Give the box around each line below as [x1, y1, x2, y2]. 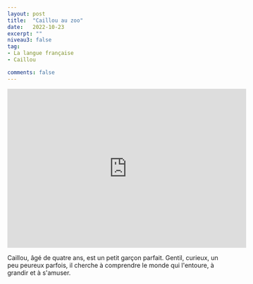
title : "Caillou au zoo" [7, 17, 83, 24]
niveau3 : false [7, 37, 52, 44]
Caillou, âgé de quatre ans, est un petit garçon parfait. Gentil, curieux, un [7, 253, 218, 261]
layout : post [7, 10, 46, 18]
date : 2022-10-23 [7, 23, 65, 30]
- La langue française [7, 50, 74, 57]
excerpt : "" [7, 30, 42, 37]
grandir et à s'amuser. [7, 268, 71, 277]
